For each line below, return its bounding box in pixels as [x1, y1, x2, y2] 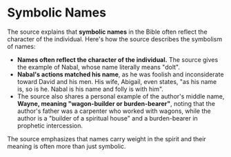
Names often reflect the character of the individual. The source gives [17, 55, 219, 63]
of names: [7, 42, 36, 50]
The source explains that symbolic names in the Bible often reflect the [7, 28, 208, 36]
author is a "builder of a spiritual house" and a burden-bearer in [17, 114, 198, 122]
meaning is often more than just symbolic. [7, 142, 126, 150]
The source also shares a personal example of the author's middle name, [17, 92, 225, 101]
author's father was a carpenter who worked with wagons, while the [17, 107, 212, 115]
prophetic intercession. [17, 121, 83, 129]
